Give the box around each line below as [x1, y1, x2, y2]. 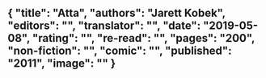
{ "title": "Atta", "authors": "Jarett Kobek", [7, 6, 226, 20]
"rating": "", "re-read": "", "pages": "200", [32, 31, 255, 45]
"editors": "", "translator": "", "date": [7, 19, 201, 33]
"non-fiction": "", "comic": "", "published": [7, 44, 232, 58]
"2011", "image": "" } [7, 56, 116, 71]
